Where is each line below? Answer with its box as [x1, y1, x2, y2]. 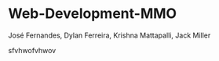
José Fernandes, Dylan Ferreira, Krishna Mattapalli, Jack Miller [8, 30, 211, 40]
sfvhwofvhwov [8, 45, 57, 55]
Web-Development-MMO [8, 5, 177, 23]
